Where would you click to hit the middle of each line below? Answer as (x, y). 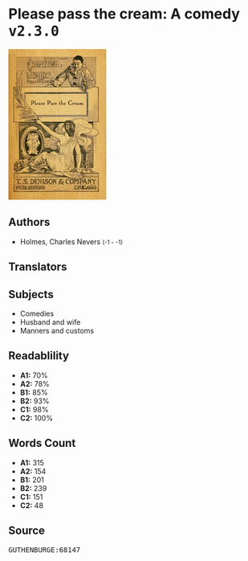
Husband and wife (50, 321)
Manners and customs (57, 330)
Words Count (42, 443)
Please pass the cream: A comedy (124, 14)
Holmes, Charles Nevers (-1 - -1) (71, 241)
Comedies (37, 313)
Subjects (31, 294)
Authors (29, 222)
